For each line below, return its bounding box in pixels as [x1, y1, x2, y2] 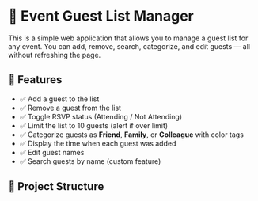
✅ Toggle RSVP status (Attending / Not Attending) [19, 112, 183, 121]
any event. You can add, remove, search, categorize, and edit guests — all [8, 41, 251, 51]
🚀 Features [8, 73, 63, 86]
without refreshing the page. [8, 50, 101, 59]
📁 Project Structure [8, 180, 104, 193]
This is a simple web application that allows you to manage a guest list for [8, 33, 249, 43]
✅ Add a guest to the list [19, 94, 100, 104]
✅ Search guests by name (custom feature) [19, 156, 161, 165]
